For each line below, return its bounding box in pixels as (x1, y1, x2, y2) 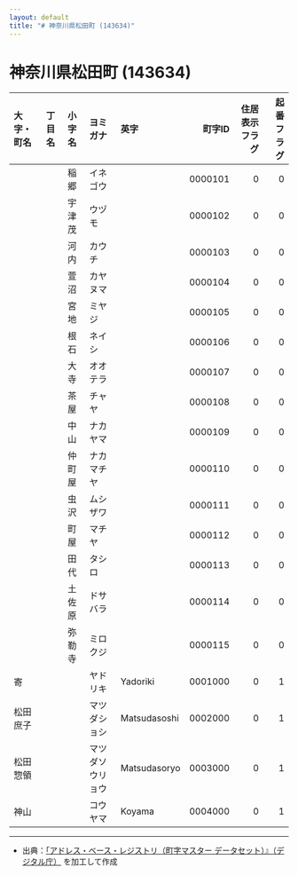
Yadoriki (120, 675, 155, 688)
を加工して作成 (63, 856, 118, 867)
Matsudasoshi (120, 712, 179, 724)
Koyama (120, 805, 155, 817)
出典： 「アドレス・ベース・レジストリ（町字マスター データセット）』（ (21, 845, 278, 856)
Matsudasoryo (120, 762, 181, 775)
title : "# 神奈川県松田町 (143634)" (9, 21, 136, 30)
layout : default (9, 12, 69, 22)
